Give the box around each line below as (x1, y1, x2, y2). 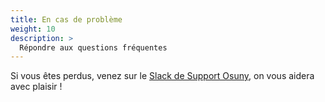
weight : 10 (10, 24, 56, 34)
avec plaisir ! (10, 81, 63, 93)
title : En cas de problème (10, 14, 123, 25)
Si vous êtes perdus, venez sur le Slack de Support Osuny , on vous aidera (10, 70, 315, 82)
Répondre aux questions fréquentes (19, 42, 168, 53)
